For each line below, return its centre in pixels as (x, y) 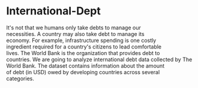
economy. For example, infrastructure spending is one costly (81, 40)
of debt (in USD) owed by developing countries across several (83, 72)
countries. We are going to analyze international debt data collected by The (99, 59)
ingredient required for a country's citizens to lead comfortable (84, 47)
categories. (20, 78)
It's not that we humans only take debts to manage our (73, 28)
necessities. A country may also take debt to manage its (76, 34)
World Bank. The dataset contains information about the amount (85, 66)
